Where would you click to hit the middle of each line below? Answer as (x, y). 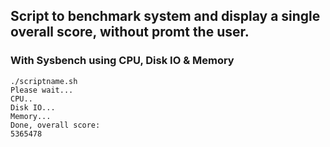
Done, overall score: (55, 125)
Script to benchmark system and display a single (165, 16)
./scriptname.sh (44, 81)
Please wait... (42, 90)
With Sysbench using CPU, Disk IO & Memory (122, 61)
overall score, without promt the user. (130, 32)
